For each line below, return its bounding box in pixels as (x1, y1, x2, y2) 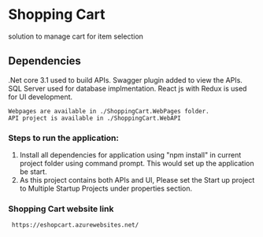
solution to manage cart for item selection (8, 31, 144, 41)
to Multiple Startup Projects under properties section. (19, 183, 193, 194)
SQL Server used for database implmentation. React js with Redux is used (8, 83, 247, 93)
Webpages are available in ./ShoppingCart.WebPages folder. (8, 107, 210, 115)
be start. (19, 167, 47, 176)
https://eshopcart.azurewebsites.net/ (11, 221, 139, 229)
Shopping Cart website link (8, 203, 114, 214)
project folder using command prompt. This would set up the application (19, 159, 254, 168)
